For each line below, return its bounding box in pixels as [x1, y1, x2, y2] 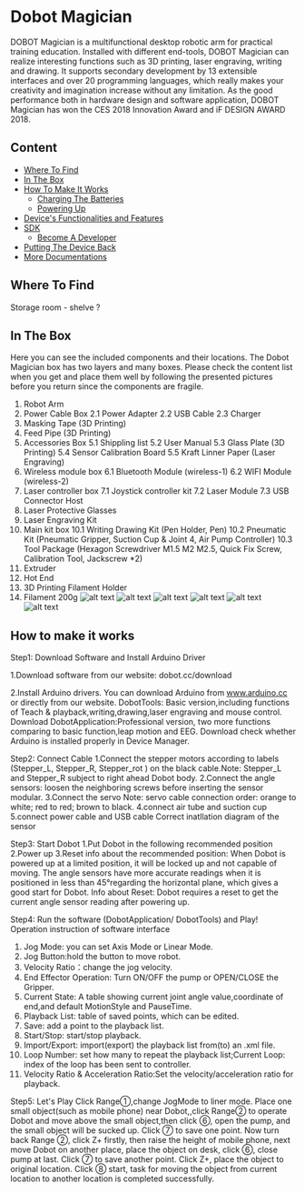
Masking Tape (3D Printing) [23, 418, 126, 429]
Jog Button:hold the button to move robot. [23, 951, 181, 962]
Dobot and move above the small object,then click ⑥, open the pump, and [10, 1116, 290, 1127]
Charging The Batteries [36, 193, 124, 204]
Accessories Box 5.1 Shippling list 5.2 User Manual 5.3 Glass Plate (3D [23, 437, 285, 448]
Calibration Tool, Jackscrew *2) [23, 553, 143, 565]
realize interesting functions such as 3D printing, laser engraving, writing [10, 55, 282, 66]
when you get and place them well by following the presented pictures [10, 371, 273, 383]
